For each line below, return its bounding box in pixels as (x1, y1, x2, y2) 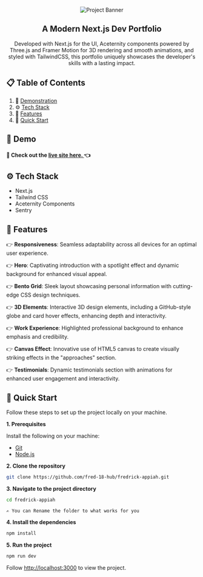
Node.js (15, 451, 35, 458)
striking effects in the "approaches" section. (6, 354, 117, 361)
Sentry (15, 207, 32, 214)
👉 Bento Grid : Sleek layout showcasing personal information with (6, 283, 171, 290)
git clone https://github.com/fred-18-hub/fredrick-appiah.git (6, 474, 170, 480)
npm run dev (6, 553, 36, 559)
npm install (6, 530, 36, 536)
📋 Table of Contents (6, 78, 86, 88)
